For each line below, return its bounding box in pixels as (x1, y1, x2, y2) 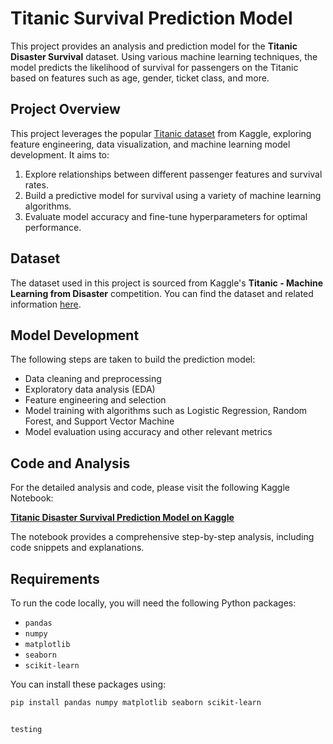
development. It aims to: (10, 148, 110, 161)
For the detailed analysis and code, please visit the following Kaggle (10, 482, 290, 494)
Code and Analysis (10, 455, 131, 472)
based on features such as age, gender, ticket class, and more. (10, 72, 270, 84)
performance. (24, 221, 82, 233)
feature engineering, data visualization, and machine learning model (10, 138, 291, 150)
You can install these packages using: (10, 678, 167, 690)
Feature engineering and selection (24, 394, 167, 406)
